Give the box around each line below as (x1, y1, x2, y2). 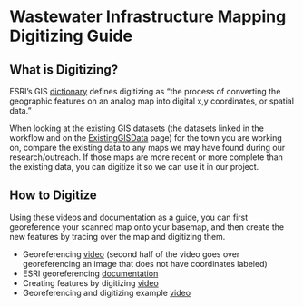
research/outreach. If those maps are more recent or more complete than (9, 152, 284, 163)
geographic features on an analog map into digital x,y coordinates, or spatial (9, 95, 295, 106)
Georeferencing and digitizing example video (22, 287, 191, 298)
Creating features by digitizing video (22, 277, 159, 288)
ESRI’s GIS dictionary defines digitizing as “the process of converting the (9, 86, 281, 96)
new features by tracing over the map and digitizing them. (9, 231, 226, 242)
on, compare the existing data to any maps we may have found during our (9, 143, 286, 153)
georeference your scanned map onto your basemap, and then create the (9, 221, 284, 233)
